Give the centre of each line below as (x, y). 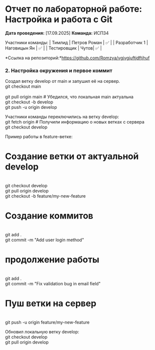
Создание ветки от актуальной (72, 157)
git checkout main (23, 86)
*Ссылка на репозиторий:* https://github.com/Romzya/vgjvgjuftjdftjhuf (77, 58)
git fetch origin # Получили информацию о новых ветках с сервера (75, 122)
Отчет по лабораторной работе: (74, 9)
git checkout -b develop (29, 102)
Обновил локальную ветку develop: (42, 331)
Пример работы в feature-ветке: (39, 137)
